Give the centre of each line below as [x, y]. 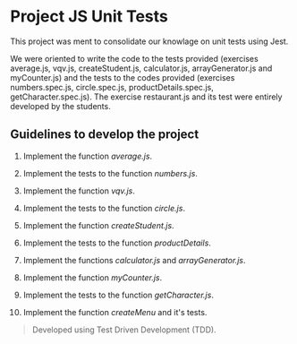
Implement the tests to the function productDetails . [117, 243]
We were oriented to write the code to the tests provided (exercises [134, 58]
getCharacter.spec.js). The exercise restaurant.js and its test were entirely [146, 97]
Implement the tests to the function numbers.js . [110, 173]
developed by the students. [60, 106]
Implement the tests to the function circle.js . [104, 208]
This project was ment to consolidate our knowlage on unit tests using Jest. [149, 41]
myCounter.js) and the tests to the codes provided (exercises [123, 77]
